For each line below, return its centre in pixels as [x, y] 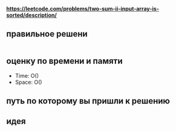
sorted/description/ [32, 15]
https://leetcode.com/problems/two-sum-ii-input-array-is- [83, 9]
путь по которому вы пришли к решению [88, 101]
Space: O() [28, 82]
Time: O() [27, 75]
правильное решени [47, 34]
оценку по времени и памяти [64, 61]
